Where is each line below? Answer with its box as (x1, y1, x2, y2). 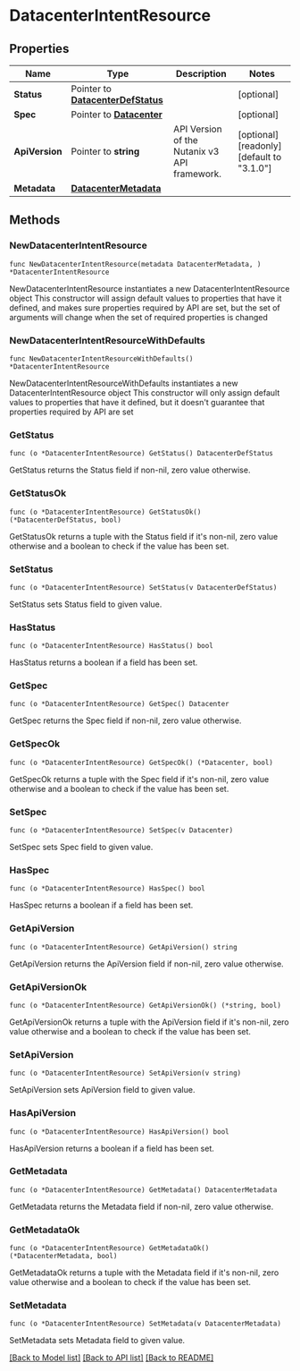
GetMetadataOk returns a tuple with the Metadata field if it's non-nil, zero (9, 1267, 279, 1278)
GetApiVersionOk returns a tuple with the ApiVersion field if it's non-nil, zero (9, 1017, 289, 1027)
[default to (237, 151, 282, 163)
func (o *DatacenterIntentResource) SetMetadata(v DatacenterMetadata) (9, 1319, 281, 1329)
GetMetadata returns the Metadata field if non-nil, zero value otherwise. (9, 1201, 274, 1212)
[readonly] (237, 140, 282, 152)
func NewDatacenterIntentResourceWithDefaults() (9, 354, 194, 363)
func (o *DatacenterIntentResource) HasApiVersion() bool (9, 1127, 229, 1137)
